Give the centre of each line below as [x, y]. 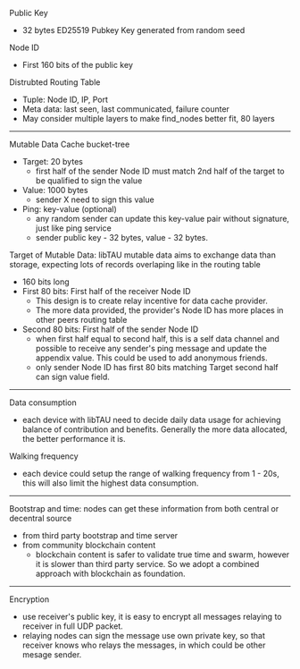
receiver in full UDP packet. [72, 626]
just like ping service [73, 228]
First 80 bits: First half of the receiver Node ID [106, 291]
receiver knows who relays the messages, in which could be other [144, 645]
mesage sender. [52, 655]
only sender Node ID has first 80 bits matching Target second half [157, 367]
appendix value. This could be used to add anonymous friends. [151, 358]
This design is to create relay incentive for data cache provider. [151, 301]
